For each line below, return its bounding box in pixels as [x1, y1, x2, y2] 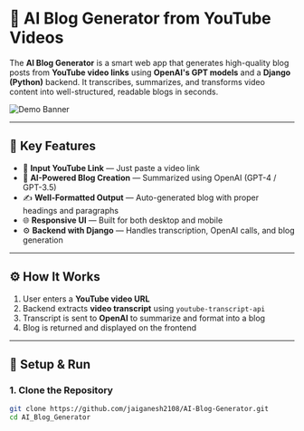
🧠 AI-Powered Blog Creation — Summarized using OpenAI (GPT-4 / [22, 172, 277, 183]
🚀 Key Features [9, 139, 97, 154]
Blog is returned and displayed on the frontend [22, 321, 197, 333]
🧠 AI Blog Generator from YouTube [9, 8, 271, 29]
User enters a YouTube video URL [22, 293, 150, 304]
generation [22, 235, 63, 245]
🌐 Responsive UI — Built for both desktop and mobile [22, 215, 223, 225]
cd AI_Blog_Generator [9, 413, 91, 422]
